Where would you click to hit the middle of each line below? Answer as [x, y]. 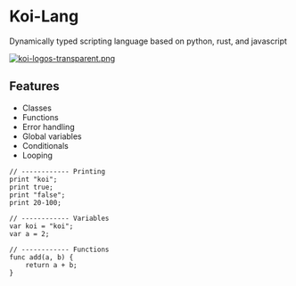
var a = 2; [29, 233]
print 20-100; [36, 202]
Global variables [52, 136]
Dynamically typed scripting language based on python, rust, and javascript [148, 41]
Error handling [48, 127]
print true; [31, 187]
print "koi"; [33, 179]
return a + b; [51, 265]
